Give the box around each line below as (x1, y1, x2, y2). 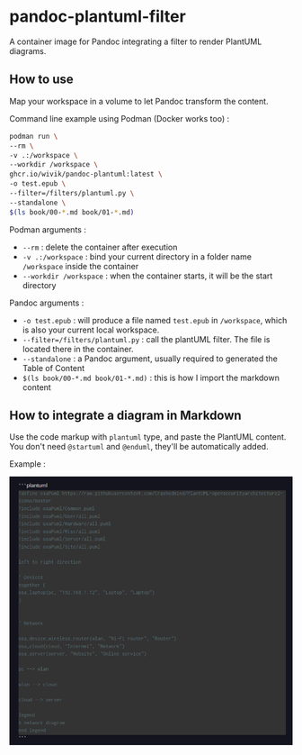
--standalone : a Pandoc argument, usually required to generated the (22, 353, 279, 364)
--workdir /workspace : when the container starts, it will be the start (22, 270, 273, 281)
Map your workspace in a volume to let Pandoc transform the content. (9, 96, 269, 106)
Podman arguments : (9, 223, 87, 235)
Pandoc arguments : (9, 297, 84, 308)
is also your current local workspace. (22, 324, 160, 335)
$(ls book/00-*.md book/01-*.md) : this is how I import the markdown (22, 372, 280, 383)
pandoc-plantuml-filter (9, 6, 186, 27)
